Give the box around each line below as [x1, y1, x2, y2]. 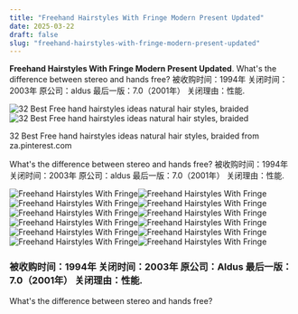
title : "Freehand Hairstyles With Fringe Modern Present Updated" [9, 13, 265, 23]
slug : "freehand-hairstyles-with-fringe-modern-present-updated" [9, 38, 260, 48]
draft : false [9, 30, 59, 39]
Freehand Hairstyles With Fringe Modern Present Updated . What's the [9, 63, 277, 74]
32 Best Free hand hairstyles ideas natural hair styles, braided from [9, 130, 260, 141]
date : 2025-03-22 [9, 22, 75, 31]
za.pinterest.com [9, 140, 72, 151]
